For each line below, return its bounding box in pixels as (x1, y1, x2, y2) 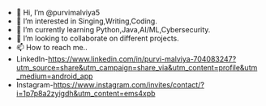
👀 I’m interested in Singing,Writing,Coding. (15, 16, 158, 26)
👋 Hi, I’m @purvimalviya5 (15, 8, 100, 17)
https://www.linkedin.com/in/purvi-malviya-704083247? (47, 54, 237, 64)
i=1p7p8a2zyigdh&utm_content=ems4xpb (15, 89, 156, 98)
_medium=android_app (15, 71, 93, 81)
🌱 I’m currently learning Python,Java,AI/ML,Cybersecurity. (15, 25, 211, 34)
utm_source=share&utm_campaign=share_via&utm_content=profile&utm (15, 63, 258, 72)
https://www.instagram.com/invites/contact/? (53, 80, 205, 89)
